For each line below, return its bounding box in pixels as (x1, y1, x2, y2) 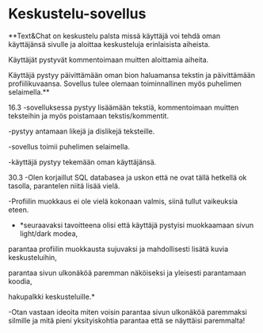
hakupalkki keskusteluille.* (8, 292, 95, 301)
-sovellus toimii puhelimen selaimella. (8, 141, 131, 151)
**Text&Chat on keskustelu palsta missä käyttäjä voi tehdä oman (8, 31, 220, 41)
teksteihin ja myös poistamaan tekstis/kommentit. (8, 110, 169, 120)
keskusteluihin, (8, 252, 57, 262)
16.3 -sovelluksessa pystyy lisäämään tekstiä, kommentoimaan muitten (8, 103, 239, 112)
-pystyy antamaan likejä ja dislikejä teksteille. (8, 126, 155, 136)
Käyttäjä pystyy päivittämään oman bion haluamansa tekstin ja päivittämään (8, 70, 256, 79)
